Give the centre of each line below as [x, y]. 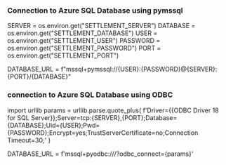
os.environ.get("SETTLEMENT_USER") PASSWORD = [84, 41]
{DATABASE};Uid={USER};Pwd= [54, 125]
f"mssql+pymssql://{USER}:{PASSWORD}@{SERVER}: [139, 70]
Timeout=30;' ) [29, 140]
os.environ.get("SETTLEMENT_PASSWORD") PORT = [84, 48]
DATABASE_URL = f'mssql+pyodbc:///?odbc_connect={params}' [100, 154]
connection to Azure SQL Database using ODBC [90, 95]
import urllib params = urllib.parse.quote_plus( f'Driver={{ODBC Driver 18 [113, 110]
